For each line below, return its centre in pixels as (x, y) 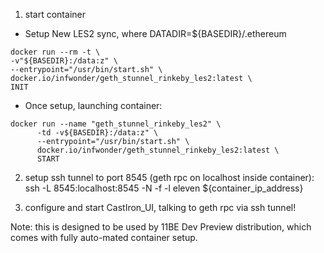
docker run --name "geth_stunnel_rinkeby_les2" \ (116, 124)
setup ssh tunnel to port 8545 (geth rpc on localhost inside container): (169, 177)
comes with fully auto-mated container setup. (104, 237)
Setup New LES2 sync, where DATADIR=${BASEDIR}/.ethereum (155, 33)
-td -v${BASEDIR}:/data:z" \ (97, 133)
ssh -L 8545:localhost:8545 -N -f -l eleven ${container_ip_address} (164, 188)
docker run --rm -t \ (55, 52)
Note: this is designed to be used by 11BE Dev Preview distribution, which (161, 227)
